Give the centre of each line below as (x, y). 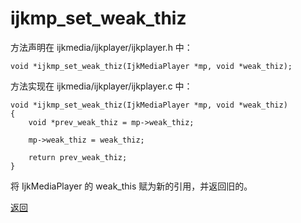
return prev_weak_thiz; (78, 157)
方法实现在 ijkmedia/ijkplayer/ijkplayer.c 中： (101, 86)
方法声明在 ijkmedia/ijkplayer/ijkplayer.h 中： (101, 47)
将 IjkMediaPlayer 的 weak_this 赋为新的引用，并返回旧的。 (131, 186)
